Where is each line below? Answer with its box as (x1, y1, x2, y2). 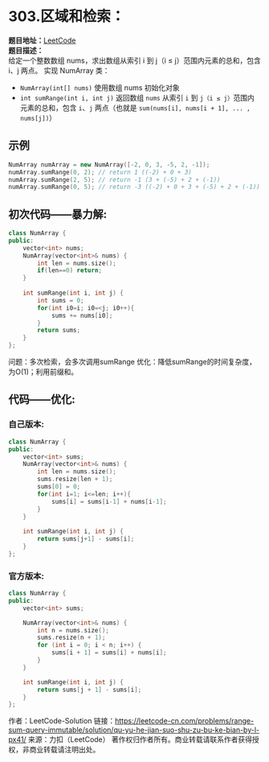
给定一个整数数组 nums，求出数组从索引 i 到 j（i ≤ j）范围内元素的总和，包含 (8, 56, 261, 65)
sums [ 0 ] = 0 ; (37, 483, 81, 491)
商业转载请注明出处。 (29, 745, 100, 755)
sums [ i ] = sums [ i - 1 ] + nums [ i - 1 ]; (51, 497, 167, 505)
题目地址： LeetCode (8, 35, 76, 45)
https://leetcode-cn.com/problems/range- (115, 716, 255, 726)
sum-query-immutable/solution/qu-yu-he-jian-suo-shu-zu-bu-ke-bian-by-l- (8, 725, 259, 735)
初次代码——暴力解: (8, 207, 108, 221)
